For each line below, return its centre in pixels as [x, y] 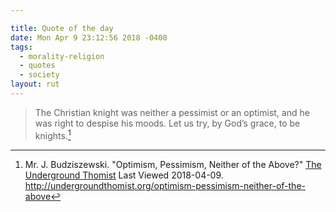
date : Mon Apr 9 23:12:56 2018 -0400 [89, 37]
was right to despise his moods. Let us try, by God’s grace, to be [167, 123]
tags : [21, 47]
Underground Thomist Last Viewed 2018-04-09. [124, 175]
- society [39, 75]
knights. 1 [53, 134]
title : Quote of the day [62, 28]
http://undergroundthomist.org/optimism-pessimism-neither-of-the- [165, 185]
